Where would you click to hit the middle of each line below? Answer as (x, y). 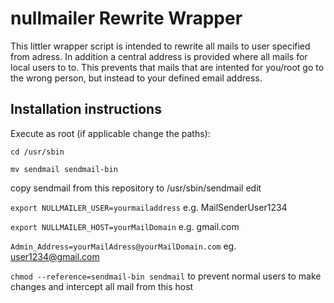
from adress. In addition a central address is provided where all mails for (159, 56)
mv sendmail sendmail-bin (64, 169)
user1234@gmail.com (55, 256)
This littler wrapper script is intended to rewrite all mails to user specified (160, 46)
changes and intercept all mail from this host (102, 286)
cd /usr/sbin (37, 152)
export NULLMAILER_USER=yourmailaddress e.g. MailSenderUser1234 (149, 207)
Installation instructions (86, 109)
